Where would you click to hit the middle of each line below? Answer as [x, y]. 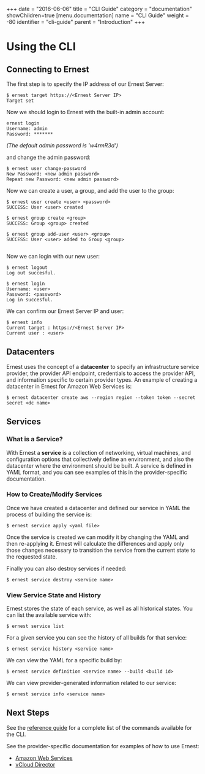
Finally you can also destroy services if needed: [66, 568]
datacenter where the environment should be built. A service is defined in [99, 465]
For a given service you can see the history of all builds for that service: [97, 638]
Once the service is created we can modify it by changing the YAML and [98, 537]
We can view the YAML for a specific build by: [64, 660]
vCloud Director [35, 764]
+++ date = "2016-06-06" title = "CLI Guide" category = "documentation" [99, 9]
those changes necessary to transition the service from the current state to [101, 550]
